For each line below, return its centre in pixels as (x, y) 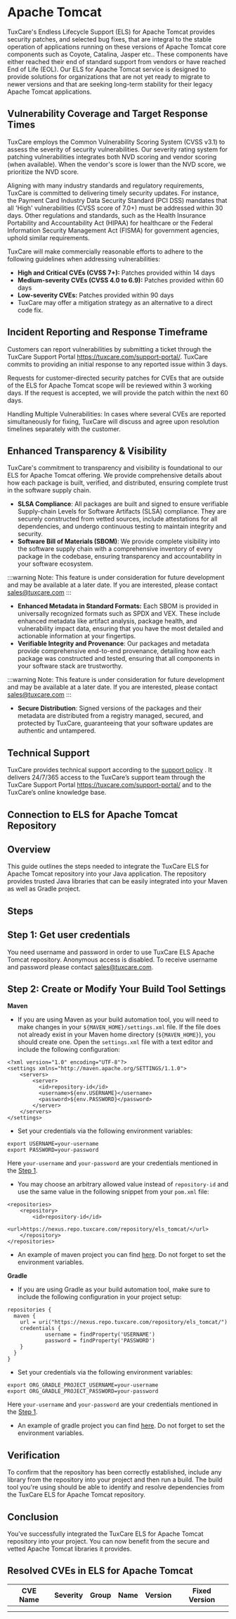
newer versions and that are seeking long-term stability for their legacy (110, 84)
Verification (34, 1455)
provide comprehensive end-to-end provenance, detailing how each (116, 651)
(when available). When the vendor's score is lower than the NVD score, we (117, 164)
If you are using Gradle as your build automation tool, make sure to (114, 1289)
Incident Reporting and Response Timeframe (107, 332)
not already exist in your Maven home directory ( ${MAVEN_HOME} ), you (116, 1035)
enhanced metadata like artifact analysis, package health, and (107, 621)
